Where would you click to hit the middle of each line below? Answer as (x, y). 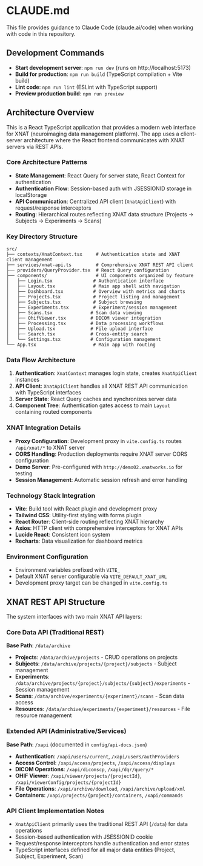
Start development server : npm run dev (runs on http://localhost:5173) (103, 67)
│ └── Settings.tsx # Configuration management (84, 340)
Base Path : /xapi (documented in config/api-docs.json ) (77, 744)
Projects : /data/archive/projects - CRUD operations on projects (96, 658)
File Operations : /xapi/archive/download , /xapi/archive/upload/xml (100, 788)
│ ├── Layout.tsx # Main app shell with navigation (93, 286)
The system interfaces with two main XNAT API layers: (74, 617)
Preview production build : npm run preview (69, 93)
